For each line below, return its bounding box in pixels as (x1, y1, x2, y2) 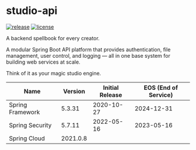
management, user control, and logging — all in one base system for (6, 52, 170, 59)
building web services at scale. (6, 58, 80, 65)
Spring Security (9, 121, 52, 129)
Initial (103, 83, 119, 92)
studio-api (6, 4, 58, 18)
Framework (9, 108, 40, 116)
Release (99, 90, 123, 99)
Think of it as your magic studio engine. (6, 69, 101, 76)
